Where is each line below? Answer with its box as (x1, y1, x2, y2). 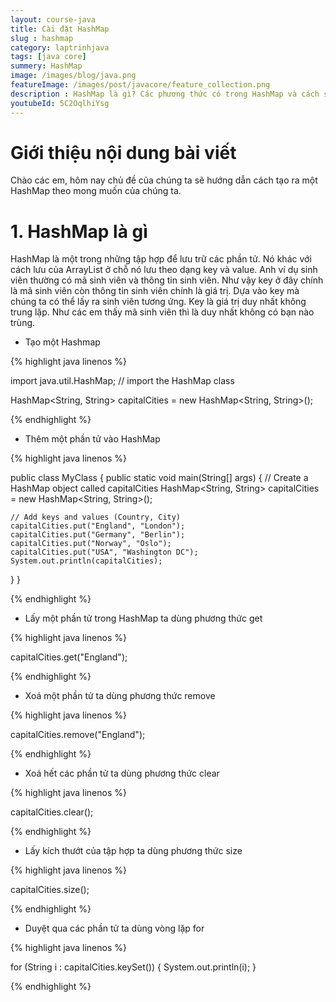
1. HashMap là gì (10, 220, 148, 243)
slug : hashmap (10, 33, 74, 43)
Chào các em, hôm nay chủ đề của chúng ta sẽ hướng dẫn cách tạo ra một (10, 174, 318, 186)
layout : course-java (10, 14, 97, 25)
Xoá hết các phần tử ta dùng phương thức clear (24, 767, 220, 780)
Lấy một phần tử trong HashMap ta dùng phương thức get (24, 612, 263, 625)
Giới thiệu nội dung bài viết (10, 141, 237, 164)
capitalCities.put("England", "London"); (10, 521, 186, 531)
